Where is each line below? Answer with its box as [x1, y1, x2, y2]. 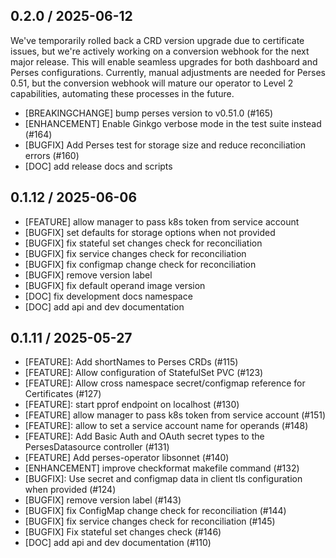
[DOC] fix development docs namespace [24, 290, 193, 302]
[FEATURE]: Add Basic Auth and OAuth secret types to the [24, 430, 265, 443]
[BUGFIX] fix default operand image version [24, 279, 206, 291]
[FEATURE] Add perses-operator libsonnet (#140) [24, 452, 230, 464]
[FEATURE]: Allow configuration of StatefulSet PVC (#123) [24, 367, 264, 379]
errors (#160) [24, 149, 80, 161]
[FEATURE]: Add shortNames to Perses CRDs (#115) [24, 356, 239, 368]
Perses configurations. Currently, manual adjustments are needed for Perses [10, 66, 326, 78]
